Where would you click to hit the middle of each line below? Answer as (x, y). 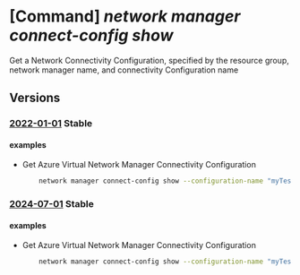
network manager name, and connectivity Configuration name (124, 70)
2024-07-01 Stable (51, 204)
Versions (35, 98)
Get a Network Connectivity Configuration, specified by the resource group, (149, 60)
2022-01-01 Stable (51, 124)
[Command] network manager (125, 17)
